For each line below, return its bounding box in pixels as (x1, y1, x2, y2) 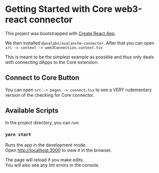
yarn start (5, 132, 31, 137)
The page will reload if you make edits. (5, 157, 84, 163)
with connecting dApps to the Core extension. (5, 59, 99, 65)
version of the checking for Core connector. (5, 92, 95, 98)
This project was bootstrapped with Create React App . (5, 30, 116, 36)
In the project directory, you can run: (5, 119, 80, 125)
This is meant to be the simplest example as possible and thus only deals (5, 54, 155, 60)
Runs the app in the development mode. (5, 142, 87, 148)
